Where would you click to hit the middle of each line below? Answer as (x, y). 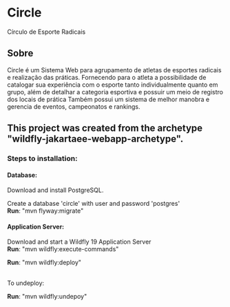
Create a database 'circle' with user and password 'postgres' (94, 204)
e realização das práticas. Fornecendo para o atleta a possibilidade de (107, 77)
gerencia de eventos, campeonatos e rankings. (74, 106)
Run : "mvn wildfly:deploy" (44, 262)
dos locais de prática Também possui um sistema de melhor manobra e (108, 99)
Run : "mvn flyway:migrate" (45, 211)
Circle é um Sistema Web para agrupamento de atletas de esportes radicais (114, 70)
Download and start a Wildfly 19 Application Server (79, 242)
